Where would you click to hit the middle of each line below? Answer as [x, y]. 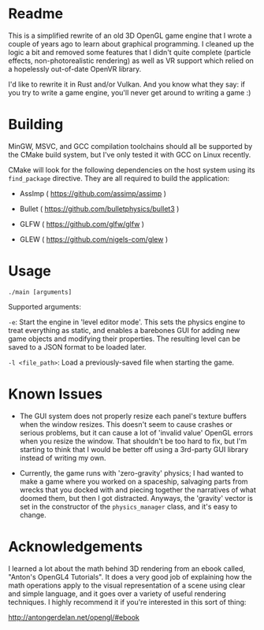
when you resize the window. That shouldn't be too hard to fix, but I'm [133, 441]
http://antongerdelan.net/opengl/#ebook [74, 617]
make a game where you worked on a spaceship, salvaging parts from [134, 481]
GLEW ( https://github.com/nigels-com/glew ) [94, 239]
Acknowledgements [76, 546]
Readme [36, 14]
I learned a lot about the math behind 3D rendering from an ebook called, [127, 569]
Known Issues [56, 394]
